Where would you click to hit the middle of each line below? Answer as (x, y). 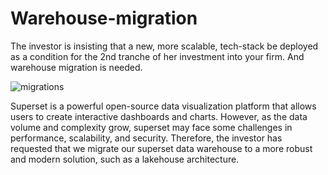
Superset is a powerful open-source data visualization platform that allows (163, 106)
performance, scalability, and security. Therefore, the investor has (146, 138)
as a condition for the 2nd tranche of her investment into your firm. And (157, 56)
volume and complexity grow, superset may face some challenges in (151, 127)
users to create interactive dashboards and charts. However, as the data (159, 116)
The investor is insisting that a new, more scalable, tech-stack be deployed (164, 46)
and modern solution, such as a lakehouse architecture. (125, 159)
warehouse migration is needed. (76, 67)
